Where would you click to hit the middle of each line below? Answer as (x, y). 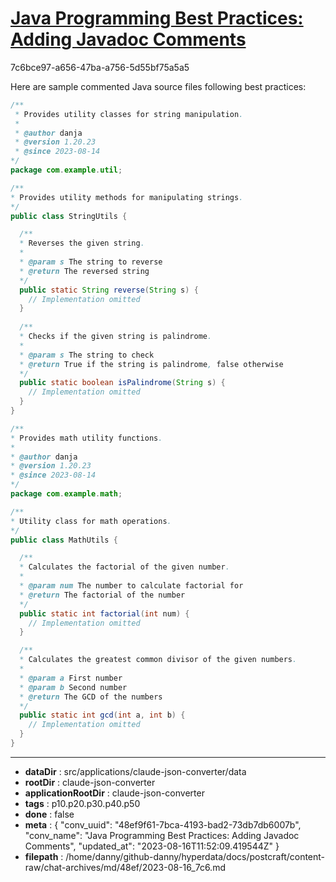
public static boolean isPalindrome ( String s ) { (122, 383)
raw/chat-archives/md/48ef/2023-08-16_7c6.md (125, 867)
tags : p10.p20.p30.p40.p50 (82, 803)
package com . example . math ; (66, 494)
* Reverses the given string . (82, 243)
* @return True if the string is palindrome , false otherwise (151, 364)
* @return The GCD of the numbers (91, 697)
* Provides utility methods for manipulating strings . (127, 197)
